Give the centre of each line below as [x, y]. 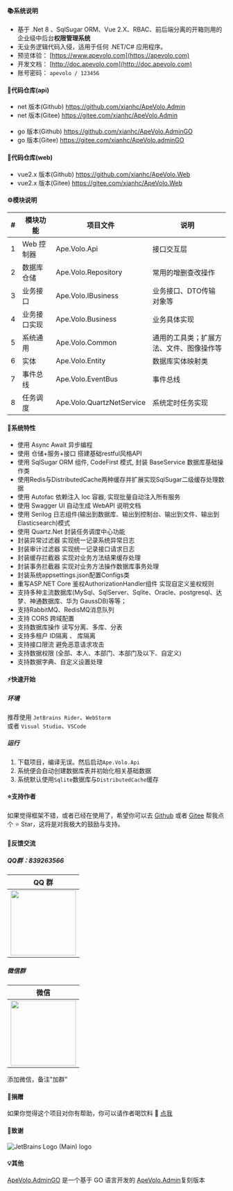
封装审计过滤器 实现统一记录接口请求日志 [76, 549]
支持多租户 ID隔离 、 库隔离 [56, 636]
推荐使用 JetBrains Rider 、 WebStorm [59, 717]
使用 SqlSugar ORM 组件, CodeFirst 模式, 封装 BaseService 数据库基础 [117, 463]
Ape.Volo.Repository [89, 272]
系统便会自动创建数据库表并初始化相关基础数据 [84, 770]
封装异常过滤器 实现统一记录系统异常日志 [76, 540]
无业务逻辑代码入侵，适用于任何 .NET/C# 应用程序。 [92, 47]
